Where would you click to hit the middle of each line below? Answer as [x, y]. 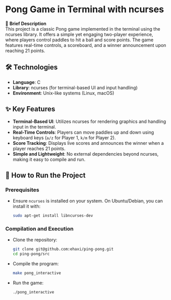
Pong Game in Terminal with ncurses [85, 9]
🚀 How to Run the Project [45, 175]
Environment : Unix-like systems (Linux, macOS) [63, 93]
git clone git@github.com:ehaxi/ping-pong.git [63, 249]
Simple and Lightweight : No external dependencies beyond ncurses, [86, 154]
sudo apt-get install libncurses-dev [53, 216]
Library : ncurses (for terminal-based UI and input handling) [75, 87]
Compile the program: [36, 264]
